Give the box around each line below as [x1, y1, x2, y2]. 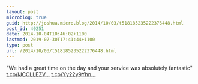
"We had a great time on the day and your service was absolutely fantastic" [6, 64, 193, 71]
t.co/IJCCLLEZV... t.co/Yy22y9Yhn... [6, 70, 96, 78]
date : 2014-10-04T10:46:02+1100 [6, 31, 87, 37]
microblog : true [6, 14, 47, 20]
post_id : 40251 [6, 25, 44, 32]
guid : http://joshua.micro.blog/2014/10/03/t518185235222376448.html [6, 20, 184, 26]
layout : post [6, 8, 39, 15]
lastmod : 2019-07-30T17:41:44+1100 [6, 37, 95, 43]
